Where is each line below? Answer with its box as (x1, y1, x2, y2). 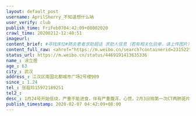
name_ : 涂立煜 (6, 57, 38, 63)
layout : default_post (6, 8, 59, 15)
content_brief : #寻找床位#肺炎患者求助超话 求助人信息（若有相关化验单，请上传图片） (6, 42, 192, 47)
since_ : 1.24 (6, 80, 38, 86)
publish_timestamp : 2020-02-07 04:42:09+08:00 (6, 101, 121, 107)
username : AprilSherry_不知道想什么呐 (6, 14, 94, 20)
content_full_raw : (6, 47, 51, 53)
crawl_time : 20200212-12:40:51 (6, 30, 82, 36)
